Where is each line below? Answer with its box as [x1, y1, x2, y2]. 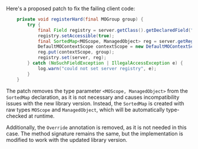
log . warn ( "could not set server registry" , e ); [37, 65, 157, 71]
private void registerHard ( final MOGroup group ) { [16, 16, 144, 22]
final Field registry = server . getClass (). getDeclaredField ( [37, 27, 192, 33]
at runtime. [28, 112, 55, 120]
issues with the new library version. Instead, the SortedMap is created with [6, 100, 184, 107]
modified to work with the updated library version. [6, 136, 128, 143]
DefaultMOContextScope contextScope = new [37, 44, 144, 49]
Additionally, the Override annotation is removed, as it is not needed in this [6, 124, 187, 131]
